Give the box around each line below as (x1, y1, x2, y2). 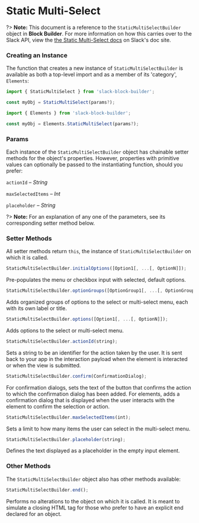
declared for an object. (6, 510, 62, 517)
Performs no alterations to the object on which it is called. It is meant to (6, 498, 180, 505)
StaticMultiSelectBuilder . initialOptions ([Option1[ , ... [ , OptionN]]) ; (6, 266, 187, 272)
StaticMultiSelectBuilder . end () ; (6, 487, 89, 493)
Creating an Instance (6, 51, 68, 59)
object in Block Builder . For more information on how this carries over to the (6, 30, 192, 37)
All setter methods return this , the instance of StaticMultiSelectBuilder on (6, 248, 191, 255)
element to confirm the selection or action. (6, 403, 110, 410)
